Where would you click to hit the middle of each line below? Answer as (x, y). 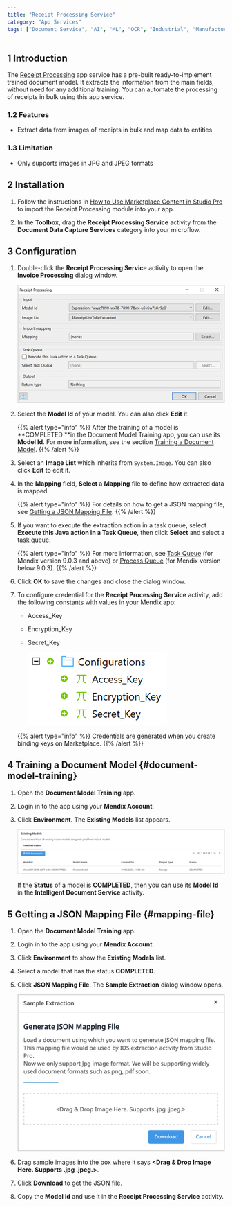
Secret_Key (43, 642)
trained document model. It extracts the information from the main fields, (110, 82)
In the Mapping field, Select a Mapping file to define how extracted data (120, 483)
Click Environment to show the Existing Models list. (91, 958)
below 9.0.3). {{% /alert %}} (57, 567)
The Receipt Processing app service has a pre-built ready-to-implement (109, 75)
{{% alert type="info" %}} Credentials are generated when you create (116, 736)
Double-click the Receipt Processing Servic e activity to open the (110, 268)
